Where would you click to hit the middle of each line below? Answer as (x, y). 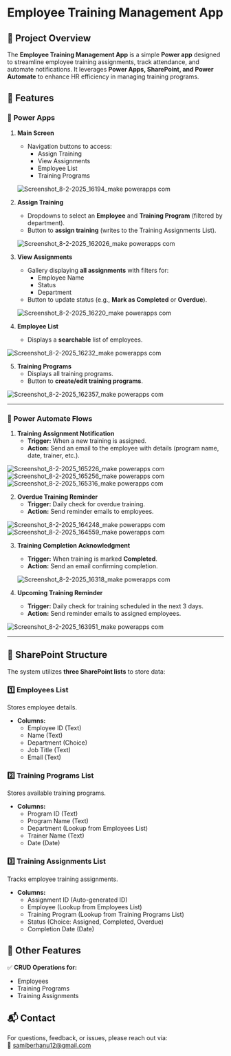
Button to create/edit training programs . (85, 381)
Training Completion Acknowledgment (74, 545)
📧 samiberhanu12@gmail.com (49, 1046)
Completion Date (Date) (61, 929)
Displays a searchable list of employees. (85, 340)
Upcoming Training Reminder (60, 592)
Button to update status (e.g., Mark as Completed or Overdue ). (117, 299)
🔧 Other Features (44, 951)
